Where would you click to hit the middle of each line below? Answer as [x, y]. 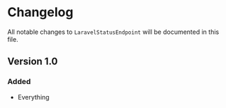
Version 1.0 [33, 62]
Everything [33, 97]
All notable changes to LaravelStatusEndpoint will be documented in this [113, 32]
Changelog [40, 12]
